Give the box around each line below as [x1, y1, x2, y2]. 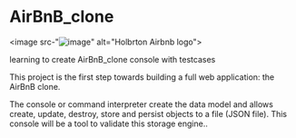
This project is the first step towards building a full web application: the [9, 71, 275, 83]
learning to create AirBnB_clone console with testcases [9, 54, 216, 64]
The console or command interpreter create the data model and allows [9, 98, 274, 110]
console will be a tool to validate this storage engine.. [9, 118, 209, 129]
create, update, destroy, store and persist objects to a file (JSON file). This [9, 108, 288, 119]
